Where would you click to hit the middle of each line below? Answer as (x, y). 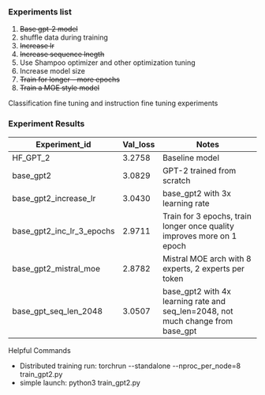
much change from (198, 321)
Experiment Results (47, 123)
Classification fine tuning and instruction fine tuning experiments (113, 103)
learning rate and (194, 301)
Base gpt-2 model (49, 29)
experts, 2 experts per (204, 268)
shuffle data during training (63, 37)
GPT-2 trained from (200, 170)
